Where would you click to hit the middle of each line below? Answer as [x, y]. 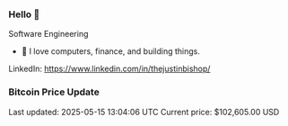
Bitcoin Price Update [54, 92]
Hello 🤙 [24, 14]
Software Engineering [48, 34]
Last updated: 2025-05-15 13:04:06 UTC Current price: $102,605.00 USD [144, 112]
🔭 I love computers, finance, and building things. [111, 51]
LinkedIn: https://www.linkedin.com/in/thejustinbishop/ [109, 69]
